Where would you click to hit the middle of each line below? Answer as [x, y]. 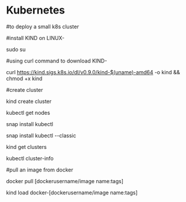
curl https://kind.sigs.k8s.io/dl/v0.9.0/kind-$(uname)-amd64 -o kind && [93, 72]
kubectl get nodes [28, 112]
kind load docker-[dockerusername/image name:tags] [72, 193]
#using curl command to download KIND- [57, 61]
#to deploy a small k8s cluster [43, 27]
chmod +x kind [24, 78]
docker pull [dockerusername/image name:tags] [65, 181]
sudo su [16, 49]
